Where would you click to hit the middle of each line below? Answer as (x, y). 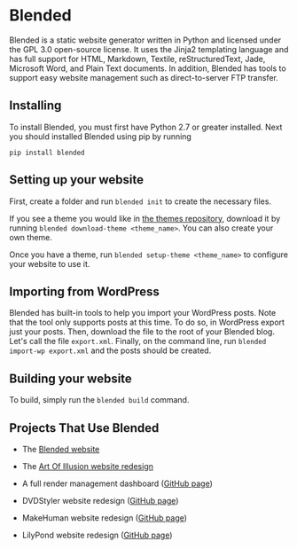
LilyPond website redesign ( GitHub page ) (97, 535)
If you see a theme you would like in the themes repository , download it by (145, 218)
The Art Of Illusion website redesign (87, 466)
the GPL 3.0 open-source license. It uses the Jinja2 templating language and (149, 49)
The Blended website (61, 449)
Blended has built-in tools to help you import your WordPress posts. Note (143, 313)
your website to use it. (50, 263)
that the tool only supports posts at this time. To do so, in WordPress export (147, 322)
